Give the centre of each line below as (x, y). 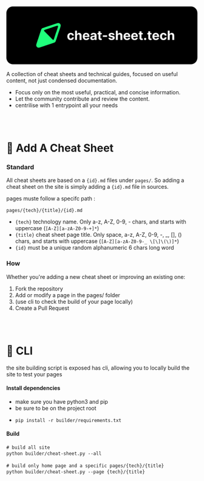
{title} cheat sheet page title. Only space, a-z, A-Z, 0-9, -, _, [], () (98, 235)
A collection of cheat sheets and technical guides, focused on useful (92, 74)
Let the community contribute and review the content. (82, 99)
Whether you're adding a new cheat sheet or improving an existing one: (96, 276)
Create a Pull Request (42, 308)
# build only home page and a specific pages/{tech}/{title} (85, 466)
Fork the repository (39, 289)
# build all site (28, 448)
